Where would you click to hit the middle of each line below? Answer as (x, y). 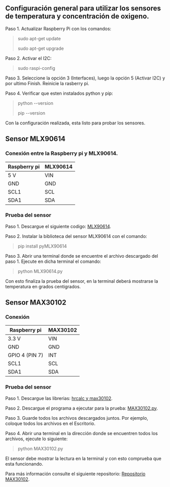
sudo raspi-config (37, 68)
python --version (35, 103)
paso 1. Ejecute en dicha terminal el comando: (53, 261)
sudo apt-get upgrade (41, 48)
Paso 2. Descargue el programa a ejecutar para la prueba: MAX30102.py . (82, 408)
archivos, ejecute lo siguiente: (37, 439)
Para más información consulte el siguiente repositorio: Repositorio (75, 474)
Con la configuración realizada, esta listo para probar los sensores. (75, 123)
